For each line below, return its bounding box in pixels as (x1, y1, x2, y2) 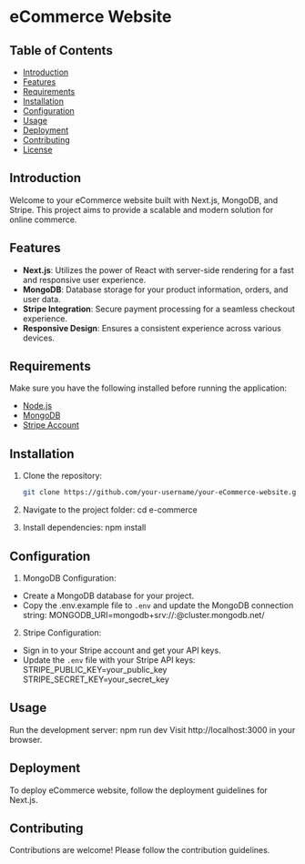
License (22, 144, 53, 155)
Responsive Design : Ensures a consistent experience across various (22, 322, 282, 333)
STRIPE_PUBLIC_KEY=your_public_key (22, 664, 168, 675)
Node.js (22, 401, 53, 412)
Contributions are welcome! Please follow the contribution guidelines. (9, 845, 270, 856)
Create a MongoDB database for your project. (22, 590, 195, 601)
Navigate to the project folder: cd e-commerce (22, 504, 198, 515)
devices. (22, 332, 56, 343)
